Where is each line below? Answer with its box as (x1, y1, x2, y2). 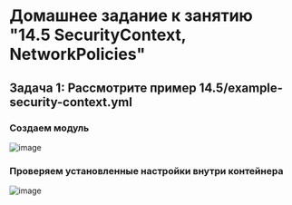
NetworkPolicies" (9, 44, 146, 64)
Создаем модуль (9, 122, 90, 134)
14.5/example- (199, 80, 284, 95)
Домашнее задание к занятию (9, 5, 254, 26)
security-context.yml (9, 94, 133, 110)
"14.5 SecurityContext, (9, 24, 187, 45)
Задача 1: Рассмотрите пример (9, 80, 197, 95)
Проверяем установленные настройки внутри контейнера (9, 164, 284, 177)
